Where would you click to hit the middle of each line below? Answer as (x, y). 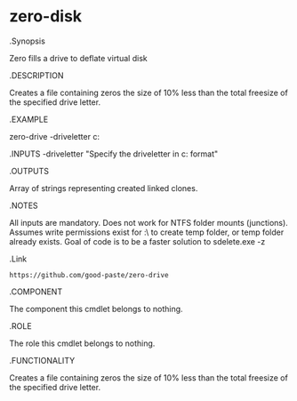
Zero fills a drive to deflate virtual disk (79, 58)
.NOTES (24, 205)
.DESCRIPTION (36, 75)
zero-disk (46, 16)
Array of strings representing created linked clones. (104, 188)
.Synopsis (28, 41)
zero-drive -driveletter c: (55, 136)
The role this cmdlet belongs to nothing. (82, 343)
